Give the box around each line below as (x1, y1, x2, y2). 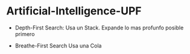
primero (14, 30, 35, 37)
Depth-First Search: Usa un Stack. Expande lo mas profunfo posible (14, 24, 184, 31)
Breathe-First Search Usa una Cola (14, 42, 102, 49)
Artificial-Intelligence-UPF (6, 4, 142, 18)
